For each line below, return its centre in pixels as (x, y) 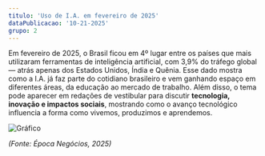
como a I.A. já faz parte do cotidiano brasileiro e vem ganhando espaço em (132, 79)
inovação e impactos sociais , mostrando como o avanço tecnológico (123, 104)
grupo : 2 (23, 30)
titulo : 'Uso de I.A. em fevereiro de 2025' (84, 16)
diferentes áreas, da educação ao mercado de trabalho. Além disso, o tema (132, 87)
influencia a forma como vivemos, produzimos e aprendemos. (110, 113)
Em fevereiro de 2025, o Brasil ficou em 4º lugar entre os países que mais (130, 54)
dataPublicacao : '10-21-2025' (59, 23)
